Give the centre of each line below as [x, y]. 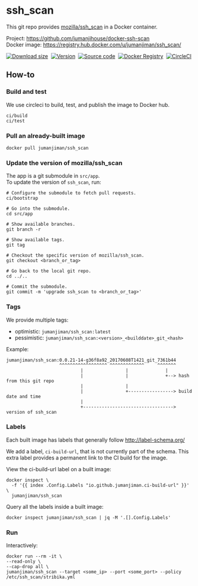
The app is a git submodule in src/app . [53, 176]
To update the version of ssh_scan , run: [54, 182]
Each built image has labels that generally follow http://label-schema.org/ [95, 440]
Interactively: [22, 546]
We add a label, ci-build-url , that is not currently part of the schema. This [98, 451]
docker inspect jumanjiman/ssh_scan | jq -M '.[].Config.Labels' [88, 518]
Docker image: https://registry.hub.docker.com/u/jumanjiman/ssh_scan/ [94, 45]
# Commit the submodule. [37, 287]
